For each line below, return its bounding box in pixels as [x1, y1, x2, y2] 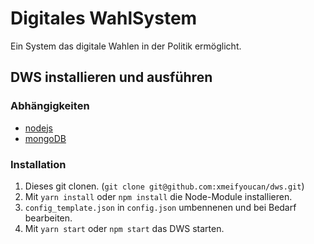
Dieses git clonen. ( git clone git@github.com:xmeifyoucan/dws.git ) [24, 180, 305, 192]
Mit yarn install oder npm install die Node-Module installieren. [24, 190, 293, 202]
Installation [10, 157, 67, 171]
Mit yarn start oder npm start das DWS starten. [24, 222, 225, 234]
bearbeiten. [24, 212, 73, 224]
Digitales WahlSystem [10, 7, 198, 30]
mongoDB [24, 132, 67, 144]
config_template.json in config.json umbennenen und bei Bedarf [24, 201, 297, 213]
